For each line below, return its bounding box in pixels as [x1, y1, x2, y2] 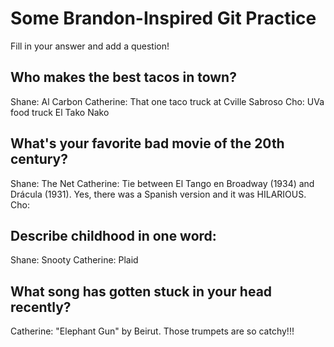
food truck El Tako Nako [10, 106, 110, 118]
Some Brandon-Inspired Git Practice [10, 7, 317, 30]
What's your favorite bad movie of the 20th [10, 135, 285, 152]
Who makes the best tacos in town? [10, 69, 237, 86]
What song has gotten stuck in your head [10, 283, 273, 300]
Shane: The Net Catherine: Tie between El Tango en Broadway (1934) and [10, 177, 315, 189]
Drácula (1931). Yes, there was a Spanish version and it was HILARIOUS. [10, 188, 307, 200]
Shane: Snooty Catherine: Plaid [10, 254, 139, 266]
